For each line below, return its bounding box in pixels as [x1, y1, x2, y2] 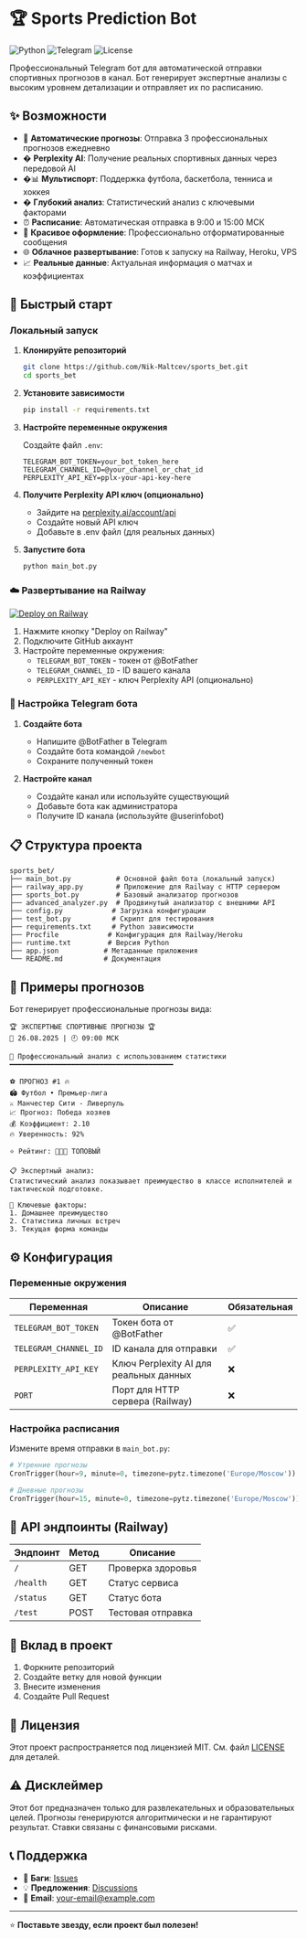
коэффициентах [22, 270, 85, 281]
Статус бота [108, 1592, 163, 1604]
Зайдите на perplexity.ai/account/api [36, 507, 176, 518]
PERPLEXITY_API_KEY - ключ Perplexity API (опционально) [36, 675, 254, 686]
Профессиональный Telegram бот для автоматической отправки [9, 62, 262, 73]
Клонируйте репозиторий [22, 345, 127, 356]
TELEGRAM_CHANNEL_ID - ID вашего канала [36, 665, 191, 676]
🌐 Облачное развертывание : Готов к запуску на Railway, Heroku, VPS [22, 246, 297, 257]
